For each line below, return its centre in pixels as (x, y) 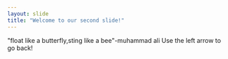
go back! (20, 48)
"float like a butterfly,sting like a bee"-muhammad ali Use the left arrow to (114, 40)
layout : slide (28, 14)
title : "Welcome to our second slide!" (66, 20)
